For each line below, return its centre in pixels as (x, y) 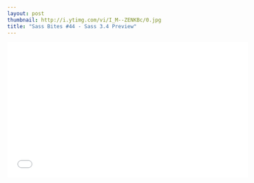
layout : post (26, 13)
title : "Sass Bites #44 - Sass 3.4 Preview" (72, 26)
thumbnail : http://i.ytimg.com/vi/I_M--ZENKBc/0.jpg (84, 20)
